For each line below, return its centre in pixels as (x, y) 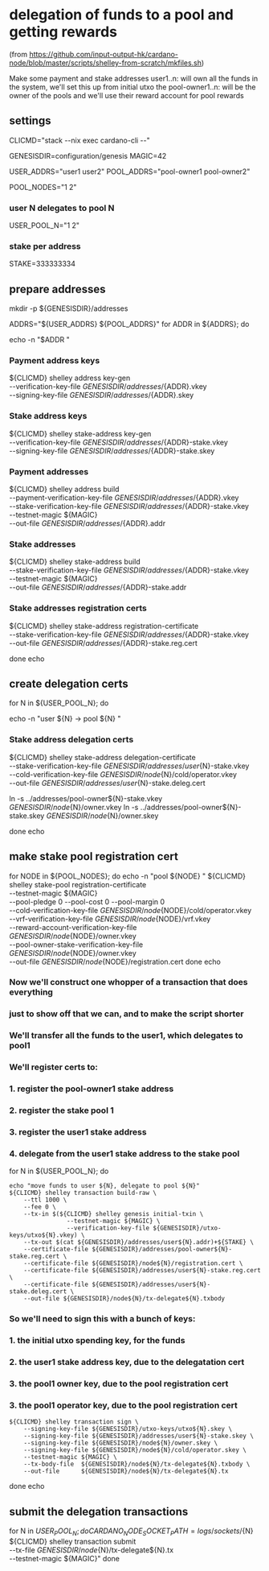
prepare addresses (57, 289)
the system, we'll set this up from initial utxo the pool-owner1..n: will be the (132, 87)
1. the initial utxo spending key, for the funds (97, 1341)
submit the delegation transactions (99, 1511)
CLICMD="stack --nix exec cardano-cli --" (80, 140)
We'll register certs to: (54, 1067)
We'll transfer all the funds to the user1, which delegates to (126, 1036)
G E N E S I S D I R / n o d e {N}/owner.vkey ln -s (74, 807)
